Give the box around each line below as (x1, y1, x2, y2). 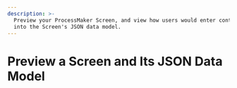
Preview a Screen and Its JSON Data (7, 53, 223, 69)
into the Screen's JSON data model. (13, 23, 121, 30)
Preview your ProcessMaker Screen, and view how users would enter (13, 17, 217, 24)
